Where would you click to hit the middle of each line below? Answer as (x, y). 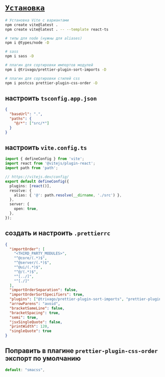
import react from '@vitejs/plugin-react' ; (50, 163)
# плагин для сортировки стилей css (42, 78)
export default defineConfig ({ (37, 181)
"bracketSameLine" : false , (37, 308)
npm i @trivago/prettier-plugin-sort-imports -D (56, 70)
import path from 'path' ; (31, 168)
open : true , (26, 209)
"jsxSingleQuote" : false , (36, 322)
